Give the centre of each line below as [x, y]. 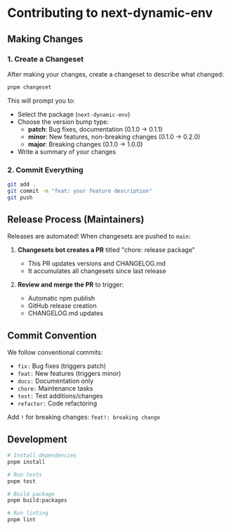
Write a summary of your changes [67, 151]
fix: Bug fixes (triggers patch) [62, 366]
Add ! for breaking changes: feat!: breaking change [84, 417]
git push [20, 197]
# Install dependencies [42, 455]
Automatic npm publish [61, 298]
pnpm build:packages [38, 500]
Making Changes [45, 39]
